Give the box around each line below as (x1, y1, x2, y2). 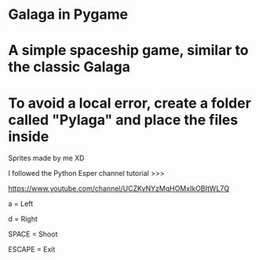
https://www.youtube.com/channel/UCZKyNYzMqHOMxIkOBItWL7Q (8, 184, 230, 193)
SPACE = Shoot (8, 229, 58, 239)
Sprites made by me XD (8, 153, 85, 163)
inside (8, 127, 49, 145)
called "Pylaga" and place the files (8, 111, 239, 129)
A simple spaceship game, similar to (8, 42, 249, 60)
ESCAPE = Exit (8, 245, 56, 255)
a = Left (8, 199, 34, 209)
